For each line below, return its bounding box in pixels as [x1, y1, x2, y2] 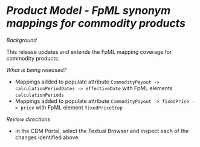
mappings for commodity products [6, 16, 186, 30]
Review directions [6, 116, 51, 123]
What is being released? [6, 66, 67, 73]
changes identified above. [15, 134, 80, 141]
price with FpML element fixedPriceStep [21, 103, 123, 111]
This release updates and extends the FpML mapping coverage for [6, 48, 172, 55]
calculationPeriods [15, 92, 65, 98]
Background [6, 36, 37, 44]
